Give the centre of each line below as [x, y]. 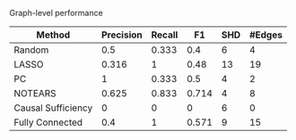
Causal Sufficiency [53, 108]
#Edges [266, 35]
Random [31, 50]
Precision [122, 35]
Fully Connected [48, 122]
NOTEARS [35, 93]
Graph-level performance [56, 13]
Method [53, 35]
